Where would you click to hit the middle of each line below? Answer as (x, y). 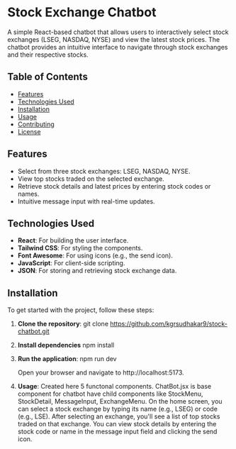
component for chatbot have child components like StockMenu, (110, 394)
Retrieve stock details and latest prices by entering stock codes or (114, 186)
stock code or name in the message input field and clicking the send (117, 432)
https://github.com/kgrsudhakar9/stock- (169, 324)
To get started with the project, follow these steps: (81, 310)
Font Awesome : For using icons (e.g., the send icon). (95, 255)
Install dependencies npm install (66, 345)
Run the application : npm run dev (67, 359)
